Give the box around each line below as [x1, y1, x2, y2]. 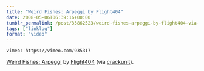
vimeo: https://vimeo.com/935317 [6, 48, 91, 54]
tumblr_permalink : [6, 20, 53, 26]
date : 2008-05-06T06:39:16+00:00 [6, 14, 91, 20]
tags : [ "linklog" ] [6, 25, 53, 32]
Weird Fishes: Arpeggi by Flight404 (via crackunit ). [6, 58, 134, 66]
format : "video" [6, 31, 47, 37]
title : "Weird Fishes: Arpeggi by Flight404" [6, 8, 123, 15]
